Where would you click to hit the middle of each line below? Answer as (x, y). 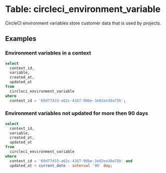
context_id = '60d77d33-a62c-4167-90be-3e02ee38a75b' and (71, 161)
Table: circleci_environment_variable (83, 9)
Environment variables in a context (48, 53)
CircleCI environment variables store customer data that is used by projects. (83, 23)
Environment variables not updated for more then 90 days (77, 113)
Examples (21, 39)
